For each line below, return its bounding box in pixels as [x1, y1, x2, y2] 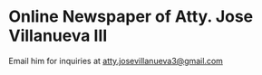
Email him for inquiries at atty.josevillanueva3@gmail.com [8, 55, 224, 66]
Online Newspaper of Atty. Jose [8, 6, 254, 27]
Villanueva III [8, 25, 108, 46]
